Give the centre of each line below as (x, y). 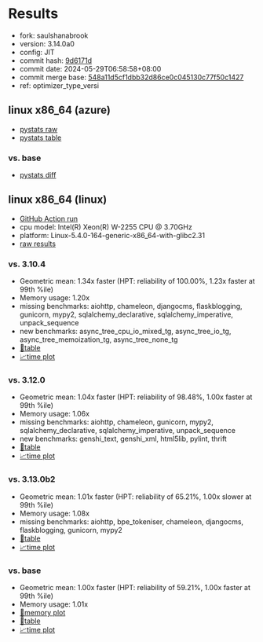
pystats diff (38, 175)
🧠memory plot (42, 613)
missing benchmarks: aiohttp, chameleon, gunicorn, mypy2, (117, 422)
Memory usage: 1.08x (55, 513)
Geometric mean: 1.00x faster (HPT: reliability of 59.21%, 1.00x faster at (135, 588)
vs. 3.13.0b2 (32, 479)
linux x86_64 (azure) (60, 110)
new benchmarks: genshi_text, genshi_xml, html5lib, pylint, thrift (123, 439)
